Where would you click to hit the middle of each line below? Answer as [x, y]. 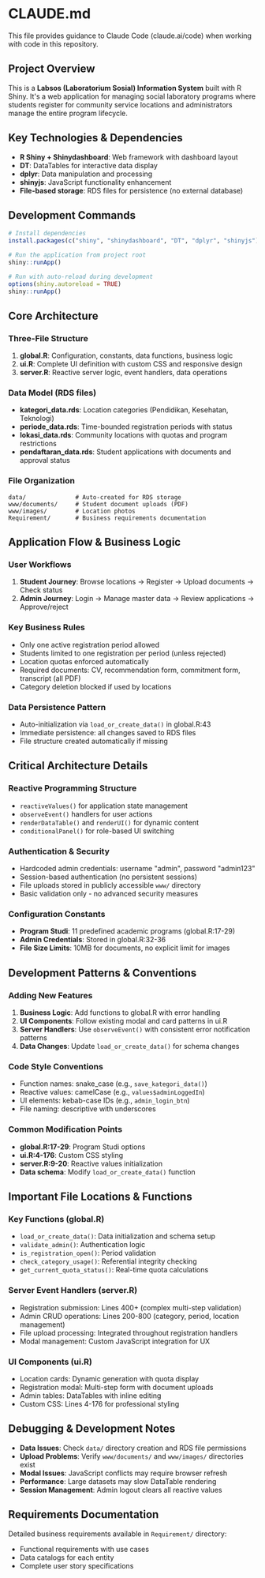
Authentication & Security [59, 851]
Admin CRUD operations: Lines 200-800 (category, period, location [129, 1316]
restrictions [38, 444]
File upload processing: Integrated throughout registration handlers [129, 1332]
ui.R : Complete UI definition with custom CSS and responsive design [131, 364]
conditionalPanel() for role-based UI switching [97, 831]
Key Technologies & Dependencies [95, 138]
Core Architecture [53, 316]
